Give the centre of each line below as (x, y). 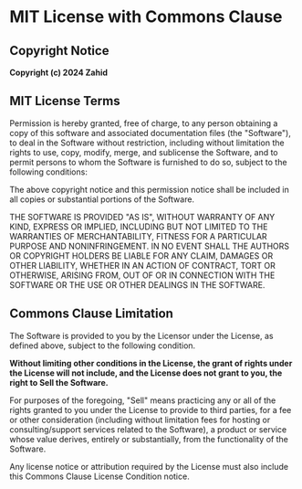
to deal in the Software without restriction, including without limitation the (147, 143)
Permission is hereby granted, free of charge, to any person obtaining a (144, 123)
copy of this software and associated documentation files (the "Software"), (151, 133)
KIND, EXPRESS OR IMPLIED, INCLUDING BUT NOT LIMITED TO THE (139, 227)
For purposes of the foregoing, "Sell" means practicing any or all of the (143, 400)
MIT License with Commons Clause (146, 17)
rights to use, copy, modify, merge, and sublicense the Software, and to (144, 152)
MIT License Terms (65, 101)
